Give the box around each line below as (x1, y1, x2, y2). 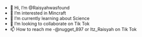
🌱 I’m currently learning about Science (10, 15, 90, 21)
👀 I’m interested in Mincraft (10, 10, 66, 16)
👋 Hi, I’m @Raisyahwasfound (10, 5, 70, 10)
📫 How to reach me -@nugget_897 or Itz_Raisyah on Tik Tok (10, 26, 137, 32)
